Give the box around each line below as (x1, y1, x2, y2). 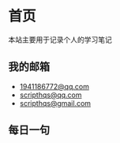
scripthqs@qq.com (19, 90, 82, 100)
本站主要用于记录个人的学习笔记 (8, 35, 112, 44)
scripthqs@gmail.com (19, 98, 92, 107)
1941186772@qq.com (19, 81, 89, 91)
